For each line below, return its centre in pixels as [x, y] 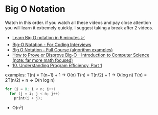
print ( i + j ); [28, 98]
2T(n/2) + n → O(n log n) [30, 80]
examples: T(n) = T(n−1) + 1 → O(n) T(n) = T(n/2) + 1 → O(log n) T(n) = [76, 75]
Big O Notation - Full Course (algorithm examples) [62, 49]
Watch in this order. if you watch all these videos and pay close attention [78, 23]
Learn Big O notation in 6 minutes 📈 [49, 37]
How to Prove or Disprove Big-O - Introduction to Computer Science [81, 55]
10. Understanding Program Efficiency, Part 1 [57, 65]
